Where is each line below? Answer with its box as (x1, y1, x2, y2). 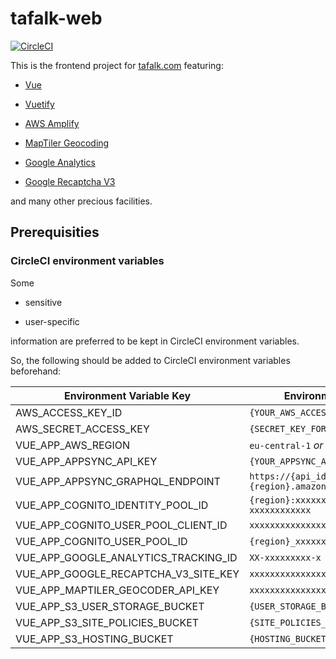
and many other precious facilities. (10, 195, 153, 207)
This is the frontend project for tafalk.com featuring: (10, 59, 224, 71)
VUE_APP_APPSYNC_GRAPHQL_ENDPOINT (15, 474, 221, 488)
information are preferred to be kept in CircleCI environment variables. (10, 335, 300, 347)
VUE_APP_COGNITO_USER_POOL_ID (15, 534, 188, 548)
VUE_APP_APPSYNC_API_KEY (15, 454, 158, 468)
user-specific (24, 315, 80, 327)
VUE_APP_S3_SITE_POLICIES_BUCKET (15, 615, 200, 629)
